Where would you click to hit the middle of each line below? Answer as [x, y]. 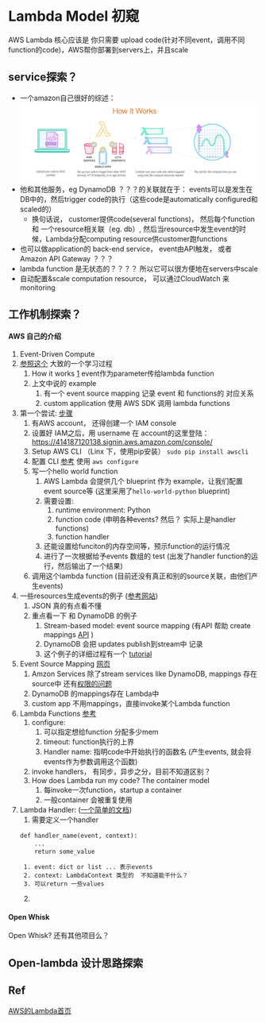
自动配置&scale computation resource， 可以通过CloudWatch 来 [125, 278]
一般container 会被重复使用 [88, 800]
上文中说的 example [64, 384]
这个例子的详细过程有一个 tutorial [98, 654]
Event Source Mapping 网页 [65, 664]
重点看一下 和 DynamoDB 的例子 [84, 616]
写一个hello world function [75, 471]
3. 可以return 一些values [64, 884]
